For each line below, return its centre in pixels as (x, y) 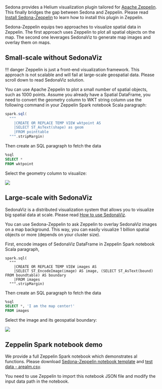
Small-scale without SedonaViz (54, 58)
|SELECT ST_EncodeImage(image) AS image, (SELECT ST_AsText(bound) (83, 271)
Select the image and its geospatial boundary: (51, 320)
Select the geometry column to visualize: (46, 173)
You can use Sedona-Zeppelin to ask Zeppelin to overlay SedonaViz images (81, 224)
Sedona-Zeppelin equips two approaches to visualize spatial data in (73, 27)
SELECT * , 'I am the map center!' (40, 306)
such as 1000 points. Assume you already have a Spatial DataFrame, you (78, 94)
